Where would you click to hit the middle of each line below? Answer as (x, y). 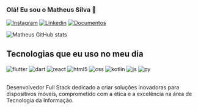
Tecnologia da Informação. (40, 100)
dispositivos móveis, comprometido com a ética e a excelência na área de (99, 94)
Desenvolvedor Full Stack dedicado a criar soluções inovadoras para (93, 87)
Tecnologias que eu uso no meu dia (75, 54)
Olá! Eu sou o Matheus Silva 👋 (51, 10)
